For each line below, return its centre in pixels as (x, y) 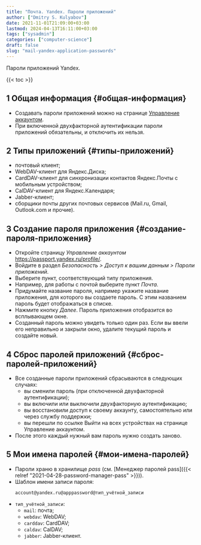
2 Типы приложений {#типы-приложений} (90, 151)
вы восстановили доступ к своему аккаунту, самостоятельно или (108, 410)
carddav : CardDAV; (47, 523)
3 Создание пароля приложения (70, 229)
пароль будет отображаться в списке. (64, 304)
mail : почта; (39, 510)
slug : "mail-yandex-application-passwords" (61, 51)
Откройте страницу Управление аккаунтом (71, 253)
